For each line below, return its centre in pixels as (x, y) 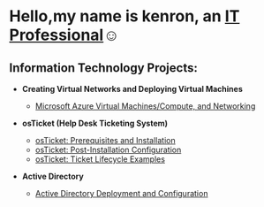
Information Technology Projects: (104, 68)
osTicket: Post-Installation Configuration (108, 149)
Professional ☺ (64, 35)
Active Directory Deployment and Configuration (121, 193)
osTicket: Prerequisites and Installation (106, 140)
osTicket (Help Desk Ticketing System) (95, 123)
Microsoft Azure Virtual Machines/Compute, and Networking (145, 106)
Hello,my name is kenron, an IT (124, 16)
